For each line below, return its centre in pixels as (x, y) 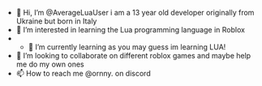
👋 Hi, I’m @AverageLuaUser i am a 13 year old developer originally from (135, 13)
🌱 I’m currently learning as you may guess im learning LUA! (127, 47)
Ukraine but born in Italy (56, 21)
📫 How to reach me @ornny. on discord (84, 73)
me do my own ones (50, 64)
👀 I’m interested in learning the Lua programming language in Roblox (131, 30)
